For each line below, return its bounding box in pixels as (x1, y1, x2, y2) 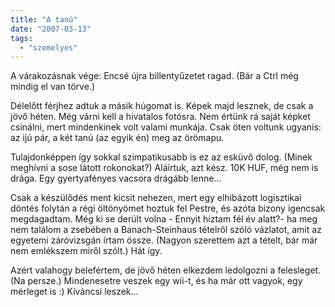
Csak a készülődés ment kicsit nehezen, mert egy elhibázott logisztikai (10, 192, 302, 204)
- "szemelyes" (19, 42, 78, 53)
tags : (10, 33, 33, 43)
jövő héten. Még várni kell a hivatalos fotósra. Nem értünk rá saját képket (10, 111, 311, 123)
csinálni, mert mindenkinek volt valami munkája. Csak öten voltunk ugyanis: (10, 121, 322, 133)
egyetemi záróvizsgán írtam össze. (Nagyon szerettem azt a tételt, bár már (10, 234, 318, 246)
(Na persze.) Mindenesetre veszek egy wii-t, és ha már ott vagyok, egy (10, 275, 303, 287)
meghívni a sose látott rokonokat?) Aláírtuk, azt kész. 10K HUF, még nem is (10, 162, 319, 174)
